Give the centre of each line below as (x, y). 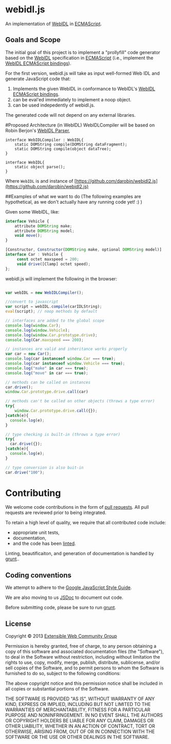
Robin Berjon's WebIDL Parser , (38, 130)
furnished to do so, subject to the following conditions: (63, 674)
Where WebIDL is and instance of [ (41, 181)
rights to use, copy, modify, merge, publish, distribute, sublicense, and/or (83, 663)
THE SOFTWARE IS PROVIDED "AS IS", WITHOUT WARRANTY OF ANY (80, 699)
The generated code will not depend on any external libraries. (71, 115)
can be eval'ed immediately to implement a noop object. (72, 99)
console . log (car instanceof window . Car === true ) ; (61, 359)
